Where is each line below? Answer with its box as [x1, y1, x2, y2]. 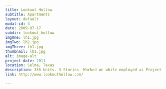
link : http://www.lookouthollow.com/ [5, 72, 84, 77]
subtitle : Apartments [5, 12, 50, 17]
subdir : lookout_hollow [5, 30, 55, 35]
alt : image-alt [5, 53, 37, 59]
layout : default [5, 16, 39, 21]
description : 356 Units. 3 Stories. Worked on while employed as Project [5, 68, 162, 73]
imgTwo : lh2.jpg [5, 40, 39, 45]
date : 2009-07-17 [5, 26, 41, 31]
